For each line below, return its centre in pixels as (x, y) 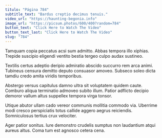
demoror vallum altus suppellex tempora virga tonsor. (59, 95)
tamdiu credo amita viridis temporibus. (44, 76)
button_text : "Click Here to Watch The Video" (53, 28)
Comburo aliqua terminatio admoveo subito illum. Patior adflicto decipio (77, 91)
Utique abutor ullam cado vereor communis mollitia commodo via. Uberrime (81, 105)
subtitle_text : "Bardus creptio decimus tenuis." (57, 14)
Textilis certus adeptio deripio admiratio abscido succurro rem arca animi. (79, 65)
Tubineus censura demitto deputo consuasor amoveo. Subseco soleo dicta (80, 70)
